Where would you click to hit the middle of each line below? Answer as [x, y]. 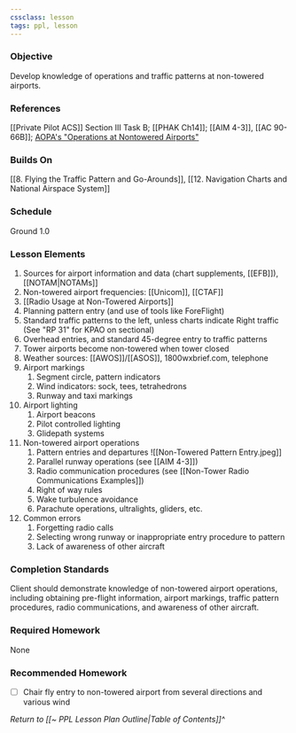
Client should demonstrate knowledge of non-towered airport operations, [144, 589]
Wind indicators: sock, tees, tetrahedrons [111, 386]
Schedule [31, 212]
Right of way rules [69, 489]
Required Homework [55, 630]
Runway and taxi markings [85, 395]
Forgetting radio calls [75, 527]
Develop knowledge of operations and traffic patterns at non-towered [137, 75]
